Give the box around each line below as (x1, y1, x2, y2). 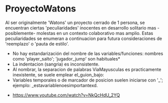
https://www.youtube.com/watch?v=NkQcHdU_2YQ (12, 92, 120, 98)
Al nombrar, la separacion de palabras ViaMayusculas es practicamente (12, 66, 161, 72)
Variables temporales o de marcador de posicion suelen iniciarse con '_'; (12, 77, 163, 83)
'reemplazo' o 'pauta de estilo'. (5, 40, 69, 46)
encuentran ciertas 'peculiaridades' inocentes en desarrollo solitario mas (5, 24, 156, 30)
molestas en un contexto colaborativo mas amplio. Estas (36, 30, 153, 36)
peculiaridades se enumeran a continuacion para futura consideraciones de (5, 35, 162, 41)
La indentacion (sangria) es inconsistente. (12, 61, 100, 67)
